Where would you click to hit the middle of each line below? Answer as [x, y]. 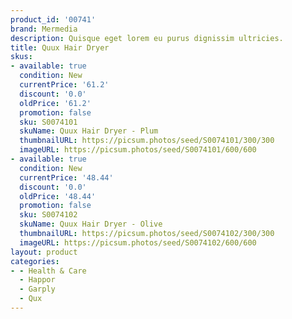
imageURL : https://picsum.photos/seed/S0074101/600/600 [138, 150]
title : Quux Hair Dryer [60, 47]
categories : [35, 261]
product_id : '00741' [53, 19]
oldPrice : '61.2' [55, 103]
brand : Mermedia [44, 29]
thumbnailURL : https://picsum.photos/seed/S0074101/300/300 [147, 141]
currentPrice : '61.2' [64, 85]
